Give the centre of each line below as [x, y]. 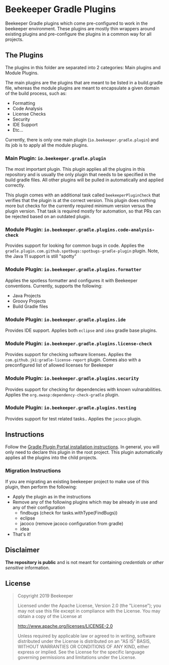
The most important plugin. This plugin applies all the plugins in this [75, 169]
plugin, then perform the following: [41, 487]
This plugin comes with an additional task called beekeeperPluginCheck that [82, 195]
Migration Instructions [33, 471]
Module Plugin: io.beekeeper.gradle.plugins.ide [65, 319]
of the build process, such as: [36, 93]
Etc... [18, 130]
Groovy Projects [29, 301]
